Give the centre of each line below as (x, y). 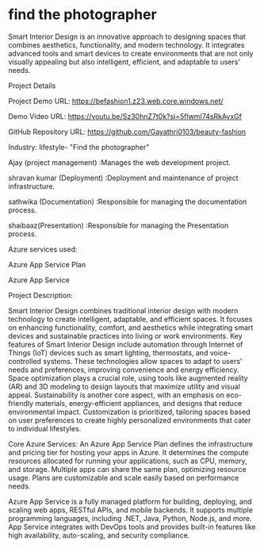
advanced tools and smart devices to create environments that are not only (131, 53)
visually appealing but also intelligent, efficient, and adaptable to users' (124, 62)
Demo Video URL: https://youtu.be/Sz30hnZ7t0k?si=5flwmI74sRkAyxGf (125, 116)
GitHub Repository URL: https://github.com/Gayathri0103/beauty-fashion (127, 132)
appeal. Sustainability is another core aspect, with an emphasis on (116, 395)
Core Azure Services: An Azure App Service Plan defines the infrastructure (131, 444)
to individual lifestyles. (45, 428)
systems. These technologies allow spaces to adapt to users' (143, 361)
